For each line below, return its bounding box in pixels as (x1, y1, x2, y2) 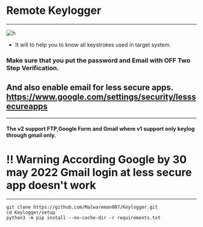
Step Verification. (6, 64, 59, 72)
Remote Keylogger (6, 4, 101, 18)
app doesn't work (6, 179, 97, 192)
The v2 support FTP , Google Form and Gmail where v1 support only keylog (6, 125, 195, 133)
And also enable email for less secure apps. (6, 82, 173, 93)
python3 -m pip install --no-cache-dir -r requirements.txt (6, 215, 161, 221)
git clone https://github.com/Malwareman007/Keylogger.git (6, 204, 158, 211)
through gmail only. (6, 131, 56, 139)
